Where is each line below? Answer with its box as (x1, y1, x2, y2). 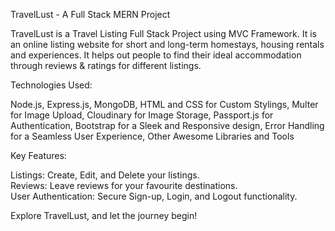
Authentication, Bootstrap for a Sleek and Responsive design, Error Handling (10, 120, 325, 131)
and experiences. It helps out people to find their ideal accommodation (10, 49, 302, 61)
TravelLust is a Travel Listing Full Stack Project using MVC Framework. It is (10, 28, 318, 39)
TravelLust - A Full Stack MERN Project (10, 9, 171, 20)
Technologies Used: (10, 79, 93, 91)
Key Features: (10, 150, 67, 161)
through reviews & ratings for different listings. (10, 60, 202, 71)
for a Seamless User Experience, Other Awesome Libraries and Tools (10, 130, 295, 142)
